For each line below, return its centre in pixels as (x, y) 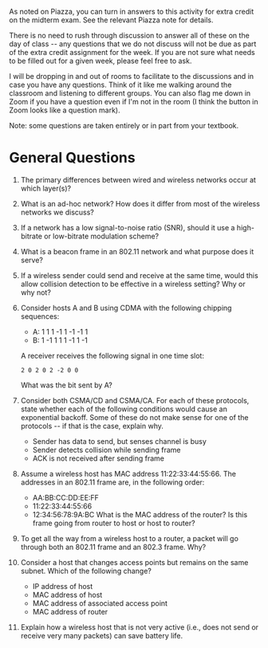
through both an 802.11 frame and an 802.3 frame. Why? (113, 547)
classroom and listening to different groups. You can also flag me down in (130, 93)
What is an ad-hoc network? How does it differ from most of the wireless (140, 203)
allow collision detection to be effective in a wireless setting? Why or (133, 284)
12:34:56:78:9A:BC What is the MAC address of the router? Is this (140, 514)
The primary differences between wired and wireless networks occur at (138, 179)
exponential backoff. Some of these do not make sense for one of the (134, 417)
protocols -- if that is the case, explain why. (92, 426)
